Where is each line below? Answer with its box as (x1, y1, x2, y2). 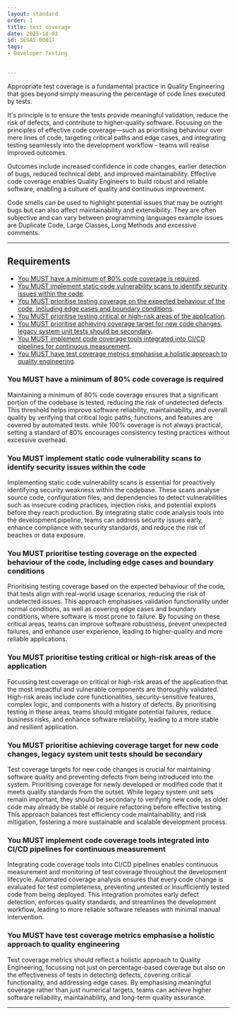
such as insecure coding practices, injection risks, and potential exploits (7, 501, 217, 509)
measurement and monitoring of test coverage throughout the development (7, 868, 227, 876)
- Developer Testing (7, 50, 68, 57)
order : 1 (7, 17, 33, 24)
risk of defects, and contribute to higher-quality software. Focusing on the (7, 118, 222, 127)
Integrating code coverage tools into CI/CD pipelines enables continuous (7, 860, 219, 869)
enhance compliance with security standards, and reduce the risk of (7, 523, 206, 532)
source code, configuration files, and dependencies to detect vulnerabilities (7, 493, 227, 502)
